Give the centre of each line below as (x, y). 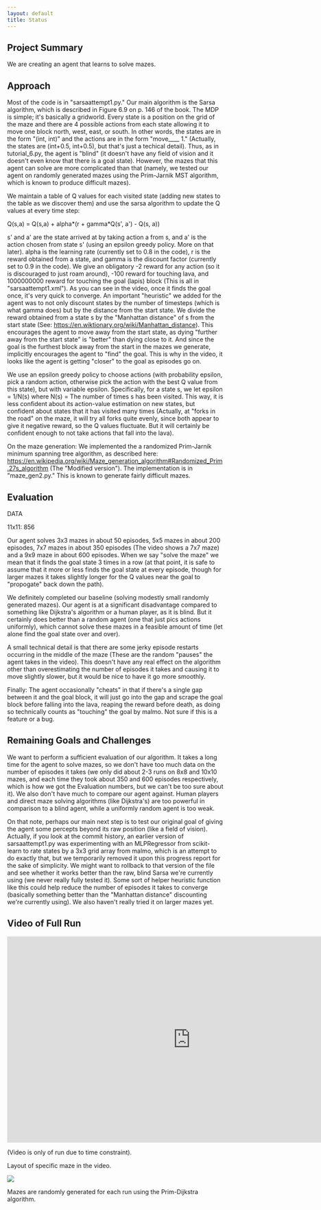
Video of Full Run (44, 924)
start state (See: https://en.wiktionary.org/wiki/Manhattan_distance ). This (110, 325)
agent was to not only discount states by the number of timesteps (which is (114, 303)
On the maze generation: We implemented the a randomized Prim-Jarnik (109, 447)
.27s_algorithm (28, 469)
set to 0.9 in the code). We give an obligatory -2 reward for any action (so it (114, 267)
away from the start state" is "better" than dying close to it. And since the (111, 339)
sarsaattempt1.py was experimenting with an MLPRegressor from (99, 843)
